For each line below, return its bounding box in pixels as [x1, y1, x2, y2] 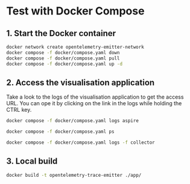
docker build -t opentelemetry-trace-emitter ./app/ [6, 172, 142, 178]
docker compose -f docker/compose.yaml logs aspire [6, 118, 139, 124]
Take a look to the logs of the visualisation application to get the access [6, 93, 184, 100]
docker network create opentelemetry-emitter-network [6, 44, 145, 50]
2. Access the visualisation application [6, 77, 155, 88]
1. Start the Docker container [6, 28, 116, 38]
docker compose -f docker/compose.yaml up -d [6, 61, 122, 67]
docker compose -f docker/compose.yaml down [6, 49, 120, 55]
